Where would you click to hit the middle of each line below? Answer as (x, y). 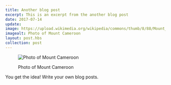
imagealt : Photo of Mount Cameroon (43, 33)
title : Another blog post (33, 10)
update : (13, 24)
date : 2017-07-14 (24, 19)
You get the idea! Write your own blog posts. (52, 77)
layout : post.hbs (24, 38)
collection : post (24, 43)
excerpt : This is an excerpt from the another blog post (67, 15)
